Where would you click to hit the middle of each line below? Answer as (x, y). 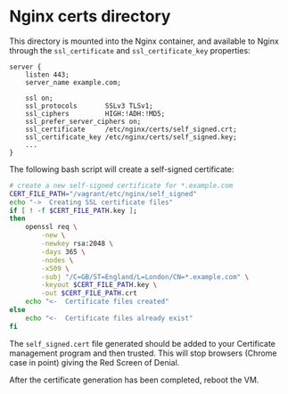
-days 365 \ (64, 251)
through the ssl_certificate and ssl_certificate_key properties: (130, 50)
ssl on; (39, 98)
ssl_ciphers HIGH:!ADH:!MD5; (95, 113)
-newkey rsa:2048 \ (78, 244)
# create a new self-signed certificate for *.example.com (121, 185)
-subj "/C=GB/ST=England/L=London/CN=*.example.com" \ (145, 277)
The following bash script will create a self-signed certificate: (122, 169)
